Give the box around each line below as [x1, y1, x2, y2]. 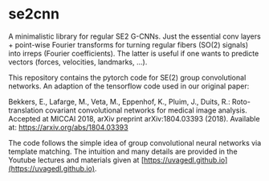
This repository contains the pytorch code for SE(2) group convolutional [8, 72, 247, 82]
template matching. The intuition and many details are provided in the [8, 146, 238, 156]
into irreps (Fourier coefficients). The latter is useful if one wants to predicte [8, 48, 259, 58]
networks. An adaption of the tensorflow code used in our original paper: [8, 81, 250, 91]
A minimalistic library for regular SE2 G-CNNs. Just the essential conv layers [8, 31, 261, 41]
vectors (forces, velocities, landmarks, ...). [8, 57, 148, 67]
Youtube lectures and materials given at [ [8, 154, 145, 165]
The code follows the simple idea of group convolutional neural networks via [8, 138, 262, 147]
